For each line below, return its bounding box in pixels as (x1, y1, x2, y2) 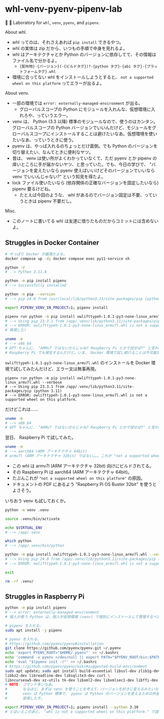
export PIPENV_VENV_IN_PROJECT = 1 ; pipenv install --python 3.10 (5, 704, 139, 710)
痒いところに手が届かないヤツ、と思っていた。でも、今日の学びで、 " (12, 161, 152, 167)
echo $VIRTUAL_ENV (5, 525, 42, 530)
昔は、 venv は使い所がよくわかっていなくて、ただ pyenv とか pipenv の (12, 155, 157, 161)
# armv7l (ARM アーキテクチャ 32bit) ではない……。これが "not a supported (5, 454, 149, 458)
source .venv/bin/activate (5, 516, 60, 521)
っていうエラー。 (36, 112, 71, 118)
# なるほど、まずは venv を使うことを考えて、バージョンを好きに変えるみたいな (5, 687, 159, 692)
